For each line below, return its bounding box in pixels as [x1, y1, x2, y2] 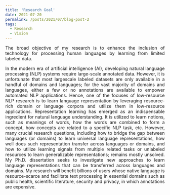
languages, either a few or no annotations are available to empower [5, 87, 165, 93]
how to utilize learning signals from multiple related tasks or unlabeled [5, 146, 165, 152]
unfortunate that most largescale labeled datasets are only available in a [5, 76, 165, 82]
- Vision [10, 31, 28, 36]
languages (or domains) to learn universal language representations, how [5, 135, 165, 141]
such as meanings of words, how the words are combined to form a [5, 120, 165, 125]
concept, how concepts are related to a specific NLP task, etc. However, [5, 125, 165, 131]
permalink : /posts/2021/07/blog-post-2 [5, 17, 90, 22]
